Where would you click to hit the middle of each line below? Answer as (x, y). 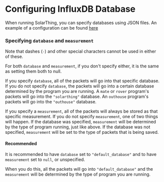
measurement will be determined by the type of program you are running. (78, 174)
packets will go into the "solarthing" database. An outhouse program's (77, 96)
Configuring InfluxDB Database (70, 9)
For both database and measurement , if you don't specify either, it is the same (82, 66)
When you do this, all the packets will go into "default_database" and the (79, 169)
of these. (14, 57)
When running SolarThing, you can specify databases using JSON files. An (81, 23)
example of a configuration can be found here (52, 28)
